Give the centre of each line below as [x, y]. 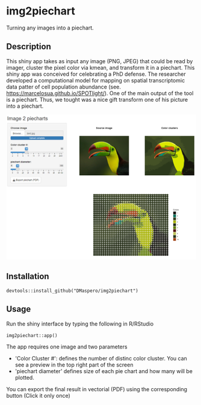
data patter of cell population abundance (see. [64, 87]
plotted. [24, 377]
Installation [28, 276]
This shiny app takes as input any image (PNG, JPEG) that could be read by [100, 61]
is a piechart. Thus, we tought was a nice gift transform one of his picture [97, 99]
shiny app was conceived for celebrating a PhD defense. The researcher [96, 74]
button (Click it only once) [38, 395]
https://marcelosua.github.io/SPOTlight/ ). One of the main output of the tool [100, 93]
